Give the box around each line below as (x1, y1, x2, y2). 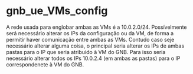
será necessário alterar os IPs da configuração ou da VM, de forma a (6, 29, 174, 36)
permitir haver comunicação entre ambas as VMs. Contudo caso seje (6, 36, 175, 43)
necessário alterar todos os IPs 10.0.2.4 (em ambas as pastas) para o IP (6, 55, 181, 62)
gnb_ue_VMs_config (6, 4, 108, 18)
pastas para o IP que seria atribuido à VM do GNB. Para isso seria (6, 48, 166, 55)
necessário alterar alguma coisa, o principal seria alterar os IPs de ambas (6, 42, 185, 49)
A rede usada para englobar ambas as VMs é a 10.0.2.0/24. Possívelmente (6, 23, 187, 31)
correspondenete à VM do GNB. (6, 60, 84, 68)
